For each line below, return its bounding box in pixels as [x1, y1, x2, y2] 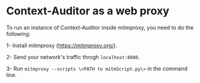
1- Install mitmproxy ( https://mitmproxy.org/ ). [6, 42, 117, 49]
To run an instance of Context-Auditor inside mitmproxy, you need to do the [6, 24, 194, 31]
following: [6, 30, 31, 37]
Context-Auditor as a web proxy [6, 4, 170, 18]
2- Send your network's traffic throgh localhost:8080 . [6, 53, 140, 60]
